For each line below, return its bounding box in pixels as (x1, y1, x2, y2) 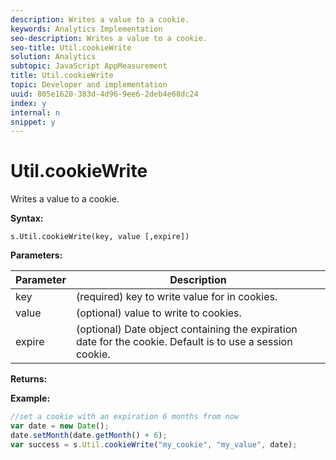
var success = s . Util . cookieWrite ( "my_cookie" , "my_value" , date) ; (10, 439, 298, 450)
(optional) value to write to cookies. (75, 306, 242, 320)
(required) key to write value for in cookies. (75, 290, 278, 304)
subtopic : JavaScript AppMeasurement (10, 61, 168, 71)
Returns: (10, 373, 48, 385)
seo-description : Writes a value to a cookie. (10, 33, 208, 43)
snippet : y (10, 117, 56, 127)
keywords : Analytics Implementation (10, 24, 163, 34)
